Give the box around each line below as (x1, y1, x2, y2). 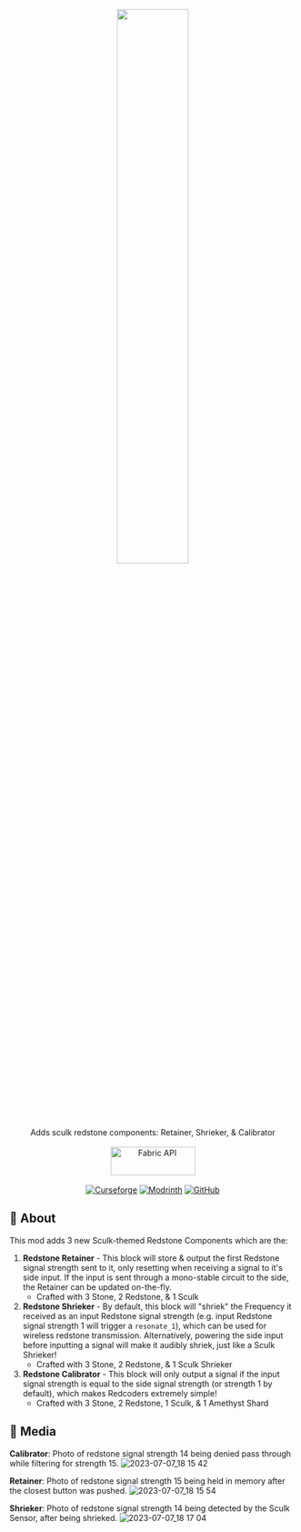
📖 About (9, 1211, 56, 1226)
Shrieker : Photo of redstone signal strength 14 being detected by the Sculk (9, 1502, 290, 1514)
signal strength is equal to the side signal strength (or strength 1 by (22, 1378, 273, 1389)
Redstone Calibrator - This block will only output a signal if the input (22, 1368, 280, 1379)
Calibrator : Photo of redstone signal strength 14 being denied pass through (9, 1447, 292, 1459)
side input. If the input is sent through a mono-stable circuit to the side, (22, 1272, 289, 1283)
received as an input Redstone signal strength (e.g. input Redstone (22, 1310, 273, 1321)
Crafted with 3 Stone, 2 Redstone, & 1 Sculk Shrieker (35, 1358, 233, 1369)
